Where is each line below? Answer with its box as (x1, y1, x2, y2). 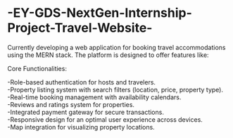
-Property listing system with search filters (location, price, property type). (7, 85, 224, 94)
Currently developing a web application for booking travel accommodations (7, 43, 226, 51)
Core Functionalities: (7, 64, 67, 73)
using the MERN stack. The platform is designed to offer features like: (7, 51, 209, 59)
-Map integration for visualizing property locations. (7, 123, 155, 131)
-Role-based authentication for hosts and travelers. (7, 77, 156, 86)
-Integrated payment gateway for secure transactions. (7, 108, 164, 116)
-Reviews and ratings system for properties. (7, 100, 135, 108)
